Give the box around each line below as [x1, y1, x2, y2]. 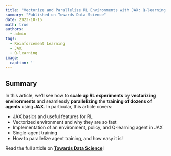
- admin [10, 31, 27, 36]
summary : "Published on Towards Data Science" [5, 12, 106, 17]
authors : [5, 27, 24, 32]
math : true [5, 22, 29, 27]
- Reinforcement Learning [10, 41, 66, 46]
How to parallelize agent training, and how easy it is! [12, 135, 123, 142]
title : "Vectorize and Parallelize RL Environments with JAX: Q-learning [5, 7, 166, 13]
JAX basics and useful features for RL [12, 113, 93, 120]
